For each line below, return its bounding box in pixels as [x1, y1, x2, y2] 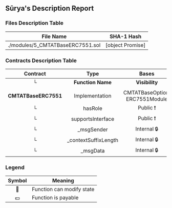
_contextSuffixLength [67, 137, 119, 144]
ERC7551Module [126, 95, 168, 102]
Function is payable [31, 194, 79, 201]
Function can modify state [31, 186, 95, 193]
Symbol [8, 177, 27, 184]
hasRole [82, 105, 102, 112]
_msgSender [77, 126, 109, 133]
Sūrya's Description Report [5, 4, 94, 13]
